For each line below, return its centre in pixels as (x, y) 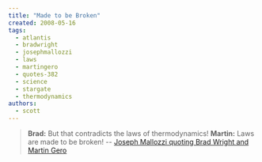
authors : (23, 104)
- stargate (33, 89)
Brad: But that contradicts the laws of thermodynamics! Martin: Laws (141, 134)
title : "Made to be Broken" (55, 15)
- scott (28, 111)
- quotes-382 (37, 74)
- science (31, 81)
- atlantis (33, 38)
